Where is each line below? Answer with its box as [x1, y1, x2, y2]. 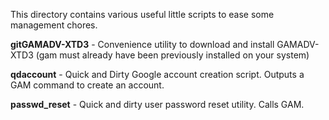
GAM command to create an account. [10, 79, 165, 91]
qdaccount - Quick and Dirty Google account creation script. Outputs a [10, 69, 305, 80]
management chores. [10, 19, 98, 31]
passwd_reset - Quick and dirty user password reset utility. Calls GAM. [10, 99, 305, 110]
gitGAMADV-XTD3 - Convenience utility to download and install [10, 39, 275, 50]
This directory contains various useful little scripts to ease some [10, 9, 275, 20]
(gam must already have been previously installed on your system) [35, 49, 310, 61]
